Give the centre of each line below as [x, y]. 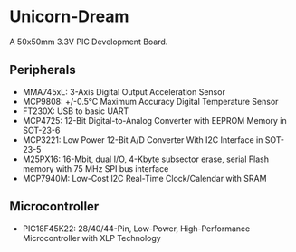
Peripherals [43, 70]
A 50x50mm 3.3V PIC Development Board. [89, 42]
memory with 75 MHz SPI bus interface [95, 168]
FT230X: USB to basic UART [76, 111]
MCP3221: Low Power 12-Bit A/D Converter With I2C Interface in [143, 140]
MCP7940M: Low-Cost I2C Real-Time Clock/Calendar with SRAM [144, 178]
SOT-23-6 [41, 130]
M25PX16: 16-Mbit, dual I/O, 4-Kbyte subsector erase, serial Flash [146, 159]
